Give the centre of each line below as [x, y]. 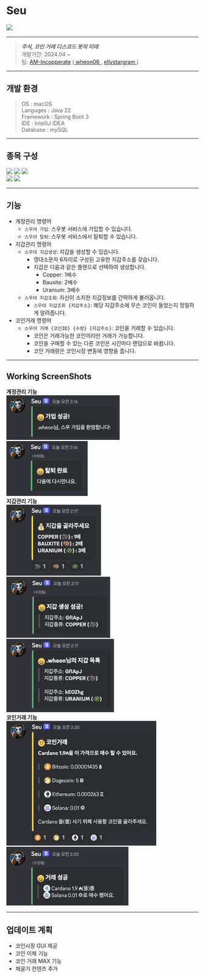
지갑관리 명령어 [33, 244]
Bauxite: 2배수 [60, 282]
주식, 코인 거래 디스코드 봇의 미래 [60, 46]
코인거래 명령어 [33, 320]
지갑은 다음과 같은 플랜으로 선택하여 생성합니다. [90, 267]
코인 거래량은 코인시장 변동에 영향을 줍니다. [85, 351]
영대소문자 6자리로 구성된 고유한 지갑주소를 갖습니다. [96, 259]
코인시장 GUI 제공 [36, 946]
